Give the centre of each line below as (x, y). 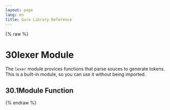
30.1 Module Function (39, 90)
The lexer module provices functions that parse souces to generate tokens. (85, 69)
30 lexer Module (40, 55)
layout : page (19, 10)
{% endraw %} (21, 103)
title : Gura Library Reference (39, 19)
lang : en (15, 15)
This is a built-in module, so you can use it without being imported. (76, 74)
